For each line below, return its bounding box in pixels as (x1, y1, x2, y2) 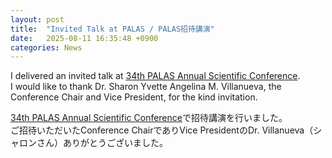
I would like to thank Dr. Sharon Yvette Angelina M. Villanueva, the (10, 81, 282, 93)
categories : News (10, 42, 83, 53)
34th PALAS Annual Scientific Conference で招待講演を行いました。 (10, 112, 288, 124)
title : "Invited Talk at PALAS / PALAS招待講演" (10, 24, 215, 34)
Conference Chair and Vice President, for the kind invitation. (10, 91, 258, 103)
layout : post (10, 14, 65, 25)
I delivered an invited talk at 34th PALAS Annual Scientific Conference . (10, 70, 301, 82)
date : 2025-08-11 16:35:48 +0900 (10, 33, 159, 43)
